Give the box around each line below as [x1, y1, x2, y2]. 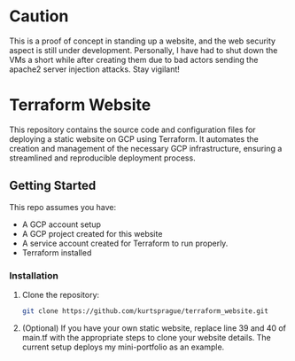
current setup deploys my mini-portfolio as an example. [21, 341, 225, 352]
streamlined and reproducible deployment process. [9, 153, 197, 163]
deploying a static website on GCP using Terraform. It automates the [9, 133, 259, 144]
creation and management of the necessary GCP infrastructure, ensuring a [9, 143, 283, 153]
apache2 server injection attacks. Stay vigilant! [9, 64, 180, 75]
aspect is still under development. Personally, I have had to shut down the [9, 44, 278, 55]
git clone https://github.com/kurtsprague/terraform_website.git [21, 306, 268, 316]
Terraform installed [21, 247, 92, 258]
